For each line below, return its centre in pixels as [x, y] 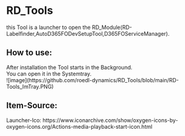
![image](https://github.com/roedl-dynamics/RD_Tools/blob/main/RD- [93, 80]
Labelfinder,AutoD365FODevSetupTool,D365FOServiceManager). [88, 33]
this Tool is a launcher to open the [48, 27]
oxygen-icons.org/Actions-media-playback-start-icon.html [80, 126]
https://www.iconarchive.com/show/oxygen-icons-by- [110, 120]
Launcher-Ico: [24, 120]
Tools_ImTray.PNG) [30, 86]
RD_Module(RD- [112, 27]
